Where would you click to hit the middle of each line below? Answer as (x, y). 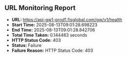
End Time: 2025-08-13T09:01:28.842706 (53, 30)
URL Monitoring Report (40, 8)
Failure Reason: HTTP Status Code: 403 (52, 50)
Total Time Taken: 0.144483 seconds (49, 35)
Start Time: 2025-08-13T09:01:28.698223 (54, 25)
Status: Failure (27, 45)
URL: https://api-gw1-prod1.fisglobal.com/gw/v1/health (67, 19)
